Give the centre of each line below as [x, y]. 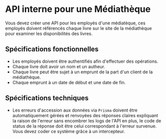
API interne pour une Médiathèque [78, 9]
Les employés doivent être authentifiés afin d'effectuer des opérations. [85, 61]
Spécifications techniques [47, 98]
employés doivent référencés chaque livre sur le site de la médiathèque [79, 28]
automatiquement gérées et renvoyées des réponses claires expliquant [85, 115]
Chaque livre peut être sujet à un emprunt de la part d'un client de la [83, 72]
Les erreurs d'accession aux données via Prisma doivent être [75, 110]
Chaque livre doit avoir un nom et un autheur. [59, 66]
